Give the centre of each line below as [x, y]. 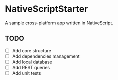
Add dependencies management [46, 56]
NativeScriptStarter [47, 9]
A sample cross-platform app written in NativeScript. [59, 23]
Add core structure [32, 50]
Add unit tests [27, 73]
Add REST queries [31, 67]
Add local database [32, 62]
